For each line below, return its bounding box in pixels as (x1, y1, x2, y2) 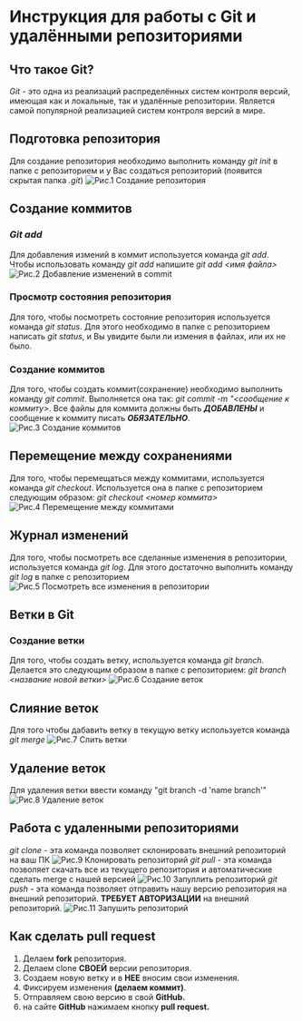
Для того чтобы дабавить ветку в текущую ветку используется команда (9, 724, 290, 736)
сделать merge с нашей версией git (9, 873, 278, 884)
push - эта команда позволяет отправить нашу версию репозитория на (9, 883, 287, 894)
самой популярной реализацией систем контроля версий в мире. (9, 105, 266, 115)
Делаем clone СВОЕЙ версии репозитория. (22, 962, 192, 973)
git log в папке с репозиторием (9, 571, 130, 582)
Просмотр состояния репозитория (9, 290, 172, 303)
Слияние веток (9, 701, 99, 716)
